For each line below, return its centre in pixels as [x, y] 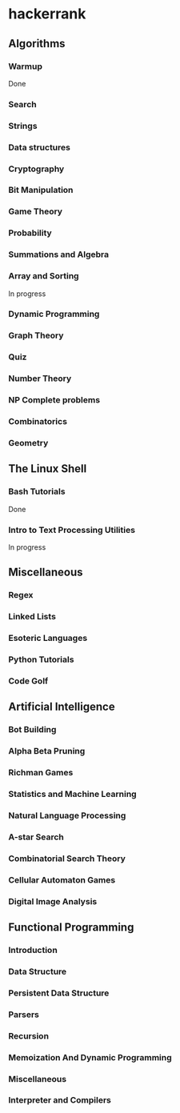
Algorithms [37, 44]
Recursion [29, 1035]
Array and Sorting [44, 276]
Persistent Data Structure [59, 993]
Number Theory [40, 378]
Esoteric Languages [48, 639]
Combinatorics [38, 422]
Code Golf [28, 681]
